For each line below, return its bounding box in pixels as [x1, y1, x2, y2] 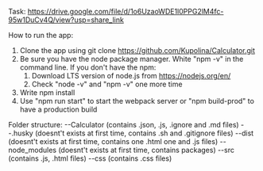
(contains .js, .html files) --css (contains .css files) [8, 154, 172, 163]
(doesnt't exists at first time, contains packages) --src [58, 146, 234, 154]
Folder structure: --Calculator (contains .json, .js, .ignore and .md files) [8, 120, 240, 129]
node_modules [8, 146, 57, 154]
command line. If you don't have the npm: [19, 63, 157, 72]
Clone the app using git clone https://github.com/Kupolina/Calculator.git [19, 46, 256, 55]
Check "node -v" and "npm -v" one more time [31, 79, 183, 89]
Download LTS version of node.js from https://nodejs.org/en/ [31, 71, 231, 80]
